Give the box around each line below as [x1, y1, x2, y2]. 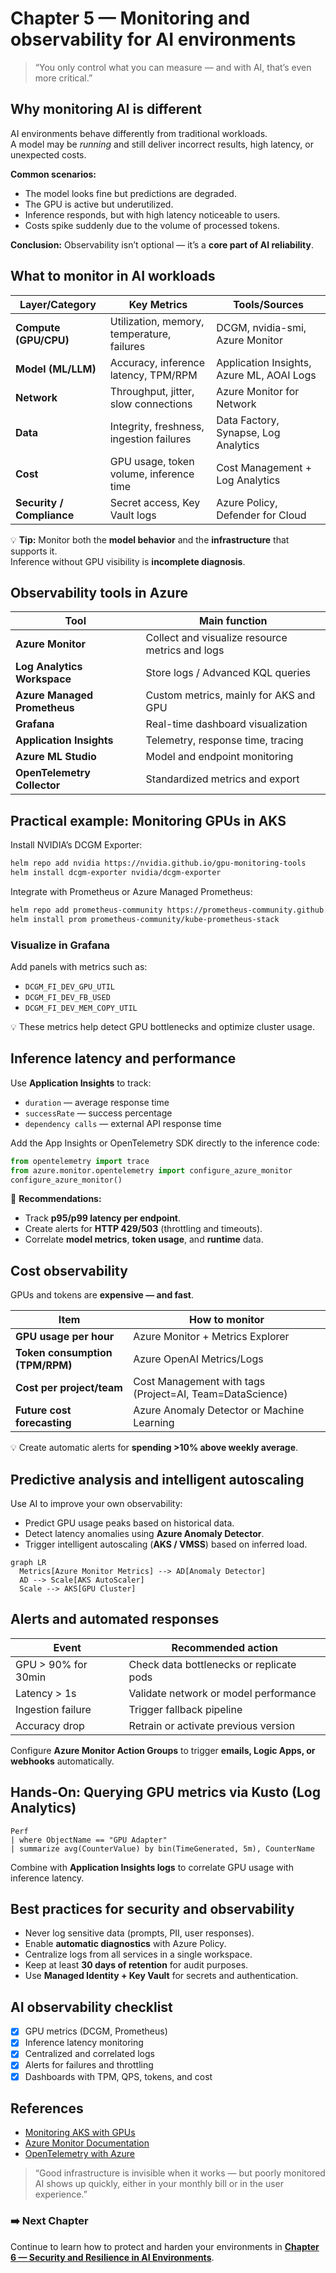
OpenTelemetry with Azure [24, 2148, 136, 2160]
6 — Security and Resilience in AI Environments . [10, 2251, 215, 2263]
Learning [133, 1416, 175, 1430]
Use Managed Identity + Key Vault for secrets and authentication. [24, 1970, 299, 1982]
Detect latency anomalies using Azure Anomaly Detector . [24, 1528, 265, 1540]
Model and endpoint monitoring [145, 750, 294, 764]
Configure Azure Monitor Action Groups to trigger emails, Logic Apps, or [10, 1744, 316, 1756]
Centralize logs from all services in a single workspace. [24, 1948, 253, 1961]
